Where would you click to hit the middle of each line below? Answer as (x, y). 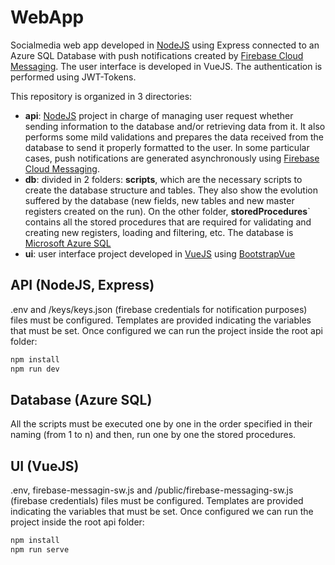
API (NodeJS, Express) (82, 285)
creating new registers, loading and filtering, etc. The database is (159, 232)
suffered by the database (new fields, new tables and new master (159, 200)
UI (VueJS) (45, 466)
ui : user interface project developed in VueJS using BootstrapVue (160, 253)
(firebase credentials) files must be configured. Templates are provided (157, 501)
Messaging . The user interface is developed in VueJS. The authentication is (166, 66)
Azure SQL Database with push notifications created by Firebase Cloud (157, 55)
